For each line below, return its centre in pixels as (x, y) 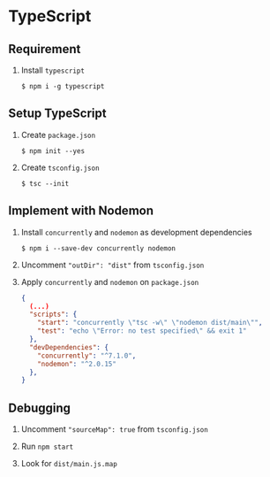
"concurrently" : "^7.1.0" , (87, 356)
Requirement (45, 49)
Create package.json (58, 135)
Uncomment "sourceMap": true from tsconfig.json (114, 429)
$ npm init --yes (53, 151)
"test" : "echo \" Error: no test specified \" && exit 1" (142, 331)
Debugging (40, 408)
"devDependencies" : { (69, 347)
